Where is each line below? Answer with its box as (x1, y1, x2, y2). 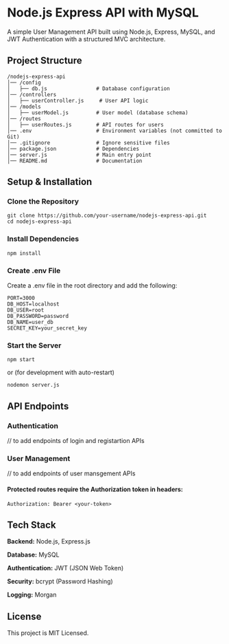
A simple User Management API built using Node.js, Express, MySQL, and (7, 28, 215, 36)
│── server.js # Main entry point (7, 151, 152, 158)
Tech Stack (7, 519, 56, 530)
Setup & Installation (7, 176, 93, 188)
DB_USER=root (7, 307, 45, 314)
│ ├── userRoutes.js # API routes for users (7, 121, 165, 128)
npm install (7, 250, 41, 257)
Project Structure (7, 55, 82, 67)
